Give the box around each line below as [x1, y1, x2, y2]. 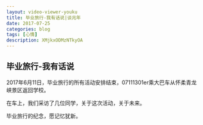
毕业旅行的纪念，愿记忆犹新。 [6, 112, 81, 120]
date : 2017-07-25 [6, 20, 51, 26]
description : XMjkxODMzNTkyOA [6, 37, 84, 43]
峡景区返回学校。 [6, 86, 49, 93]
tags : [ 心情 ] [6, 32, 38, 38]
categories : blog [6, 26, 51, 32]
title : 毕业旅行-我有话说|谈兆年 [6, 15, 81, 21]
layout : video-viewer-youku [6, 9, 78, 15]
